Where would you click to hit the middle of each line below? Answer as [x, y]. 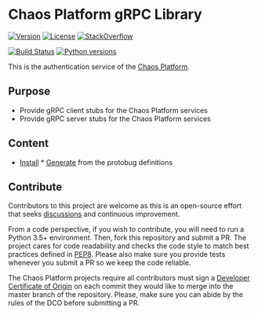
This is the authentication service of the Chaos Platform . [99, 66]
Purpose [29, 92]
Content [29, 143]
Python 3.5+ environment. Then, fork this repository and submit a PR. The [127, 238]
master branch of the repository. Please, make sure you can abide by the [125, 295]
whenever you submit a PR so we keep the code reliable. [100, 263]
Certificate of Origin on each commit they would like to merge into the [121, 286]
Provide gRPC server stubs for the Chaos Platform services [115, 119]
